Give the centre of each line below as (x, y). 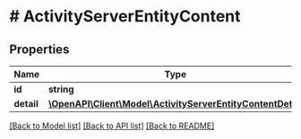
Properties (39, 49)
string (61, 89)
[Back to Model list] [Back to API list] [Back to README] (112, 126)
